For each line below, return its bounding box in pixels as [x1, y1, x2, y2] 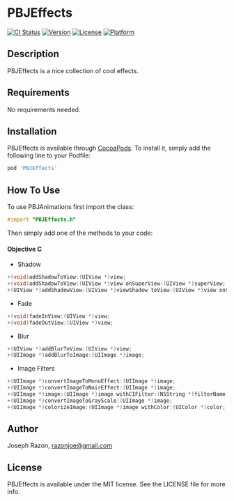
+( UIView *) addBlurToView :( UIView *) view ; [7, 345, 132, 353]
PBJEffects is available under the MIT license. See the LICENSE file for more [7, 480, 226, 488]
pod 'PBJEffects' [7, 165, 58, 172]
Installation [7, 125, 57, 137]
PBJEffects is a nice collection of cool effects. [7, 66, 139, 75]
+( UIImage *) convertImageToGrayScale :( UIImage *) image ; [7, 397, 173, 404]
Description [7, 48, 59, 60]
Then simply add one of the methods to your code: [7, 229, 153, 237]
